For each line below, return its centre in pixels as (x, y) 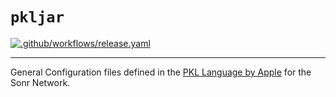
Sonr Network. (40, 82)
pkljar (37, 17)
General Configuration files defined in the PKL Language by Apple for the (161, 72)
